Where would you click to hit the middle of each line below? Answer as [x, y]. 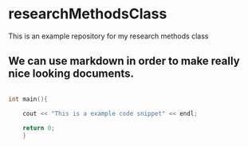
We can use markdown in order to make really [124, 61]
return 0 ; [39, 129]
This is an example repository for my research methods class [108, 36]
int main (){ [28, 99]
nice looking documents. [71, 74]
